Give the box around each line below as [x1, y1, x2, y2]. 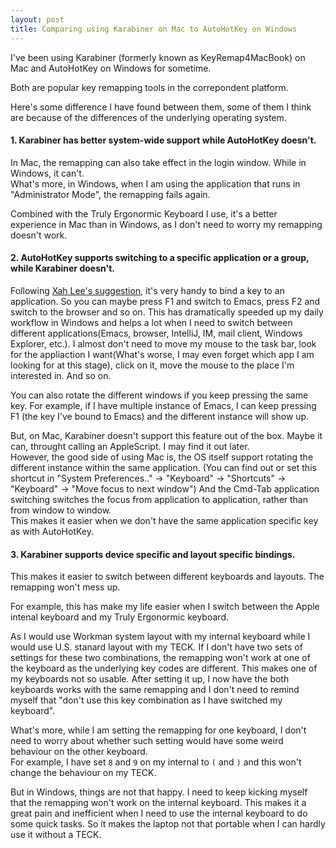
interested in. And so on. [10, 369, 112, 381]
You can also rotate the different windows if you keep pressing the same [10, 389, 309, 401]
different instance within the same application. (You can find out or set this [10, 461, 317, 473]
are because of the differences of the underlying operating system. [10, 111, 287, 123]
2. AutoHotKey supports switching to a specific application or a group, [10, 252, 310, 264]
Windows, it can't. [10, 167, 85, 179]
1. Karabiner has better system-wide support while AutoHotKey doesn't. [10, 134, 317, 146]
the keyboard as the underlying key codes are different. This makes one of [10, 662, 318, 675]
